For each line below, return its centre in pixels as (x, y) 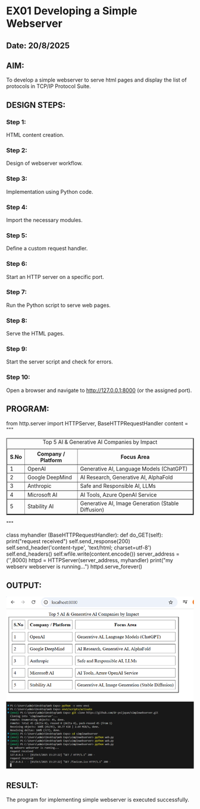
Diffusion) (92, 509)
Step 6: (17, 264)
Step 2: (17, 150)
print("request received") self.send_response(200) (68, 541)
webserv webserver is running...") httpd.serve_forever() (74, 567)
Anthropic (40, 486)
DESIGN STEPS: (36, 105)
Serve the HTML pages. (35, 334)
